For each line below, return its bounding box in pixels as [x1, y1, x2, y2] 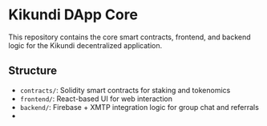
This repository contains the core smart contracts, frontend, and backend [8, 32, 251, 42]
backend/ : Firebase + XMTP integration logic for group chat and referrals [19, 102, 259, 112]
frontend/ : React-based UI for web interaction [19, 94, 172, 104]
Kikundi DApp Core [8, 6, 139, 24]
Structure [8, 64, 58, 78]
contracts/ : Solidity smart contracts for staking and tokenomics [19, 85, 231, 95]
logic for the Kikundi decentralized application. [8, 40, 163, 50]
